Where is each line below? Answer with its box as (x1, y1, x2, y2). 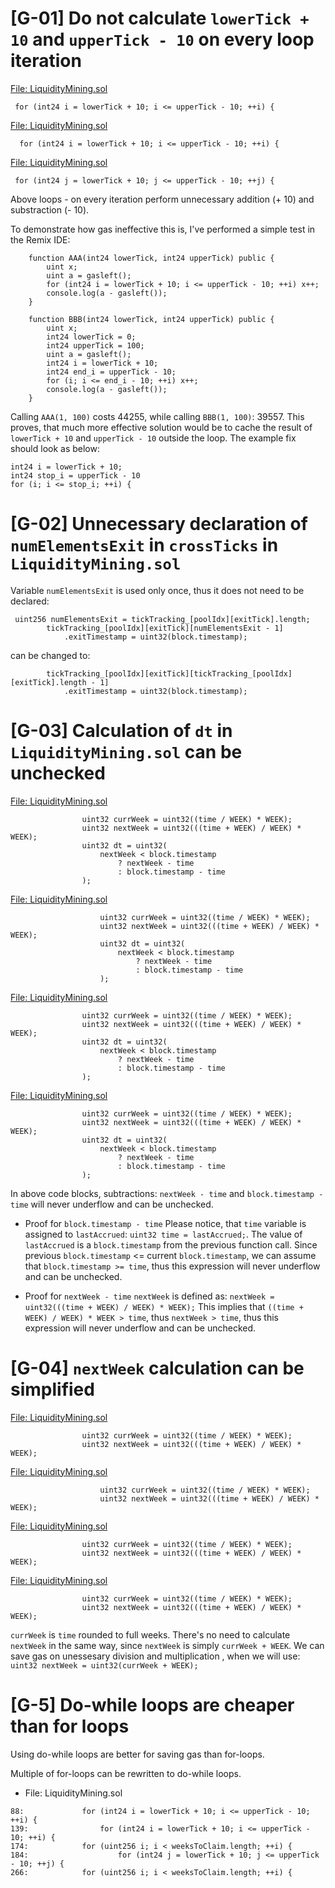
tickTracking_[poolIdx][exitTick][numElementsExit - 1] (46, 623, 284, 633)
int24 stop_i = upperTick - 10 (10, 470, 141, 481)
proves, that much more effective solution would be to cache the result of (10, 421, 313, 433)
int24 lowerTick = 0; (46, 332, 137, 342)
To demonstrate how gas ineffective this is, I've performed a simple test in (10, 223, 316, 235)
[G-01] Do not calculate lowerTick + (10, 7, 310, 30)
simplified (10, 1378, 95, 1401)
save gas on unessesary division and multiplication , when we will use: (10, 1650, 301, 1662)
